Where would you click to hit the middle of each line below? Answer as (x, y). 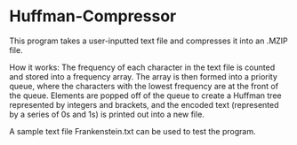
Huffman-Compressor (93, 16)
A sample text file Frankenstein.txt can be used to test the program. (132, 131)
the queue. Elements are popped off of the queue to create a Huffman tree (145, 95)
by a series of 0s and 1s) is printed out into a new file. (107, 114)
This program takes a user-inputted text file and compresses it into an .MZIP (149, 41)
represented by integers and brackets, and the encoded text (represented (144, 104)
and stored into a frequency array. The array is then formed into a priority (144, 76)
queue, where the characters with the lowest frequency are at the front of (144, 86)
